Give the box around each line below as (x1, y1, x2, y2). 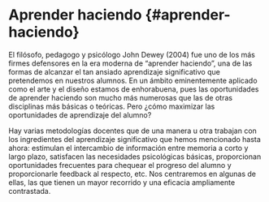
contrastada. (8, 186, 51, 196)
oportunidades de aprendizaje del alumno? (8, 110, 152, 119)
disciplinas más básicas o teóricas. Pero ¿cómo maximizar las (8, 101, 215, 111)
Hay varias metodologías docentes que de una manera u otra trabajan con (8, 126, 258, 135)
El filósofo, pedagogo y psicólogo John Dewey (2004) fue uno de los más (8, 49, 256, 59)
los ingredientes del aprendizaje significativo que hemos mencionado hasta (8, 134, 262, 144)
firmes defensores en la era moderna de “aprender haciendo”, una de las (8, 58, 253, 68)
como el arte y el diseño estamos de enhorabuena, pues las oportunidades (8, 84, 259, 94)
